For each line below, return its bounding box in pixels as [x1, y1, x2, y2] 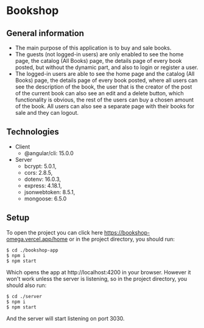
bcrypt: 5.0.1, [24, 162, 57, 170]
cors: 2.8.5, [24, 169, 53, 176]
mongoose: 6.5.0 [24, 195, 67, 202]
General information [6, 28, 84, 38]
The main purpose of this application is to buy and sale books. [15, 44, 172, 51]
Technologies [6, 126, 60, 137]
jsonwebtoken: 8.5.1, [24, 188, 76, 195]
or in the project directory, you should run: [69, 235, 175, 242]
